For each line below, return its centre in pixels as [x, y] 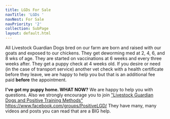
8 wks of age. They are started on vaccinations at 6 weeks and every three [83, 58]
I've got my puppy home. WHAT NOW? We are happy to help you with [79, 90]
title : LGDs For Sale [28, 10]
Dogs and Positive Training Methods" [44, 100]
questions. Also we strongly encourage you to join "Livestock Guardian [79, 95]
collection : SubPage [27, 29]
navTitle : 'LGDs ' [25, 15]
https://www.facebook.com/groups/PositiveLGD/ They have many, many [81, 106]
